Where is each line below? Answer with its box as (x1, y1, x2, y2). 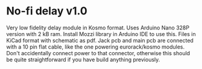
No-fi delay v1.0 (6, 4, 87, 18)
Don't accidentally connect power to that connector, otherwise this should (6, 49, 191, 56)
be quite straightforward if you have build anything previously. (6, 56, 160, 63)
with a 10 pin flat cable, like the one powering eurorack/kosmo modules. (6, 43, 185, 50)
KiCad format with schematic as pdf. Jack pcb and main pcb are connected (6, 37, 194, 44)
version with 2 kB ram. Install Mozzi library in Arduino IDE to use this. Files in (6, 30, 196, 37)
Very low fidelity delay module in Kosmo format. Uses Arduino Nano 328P (6, 24, 190, 31)
